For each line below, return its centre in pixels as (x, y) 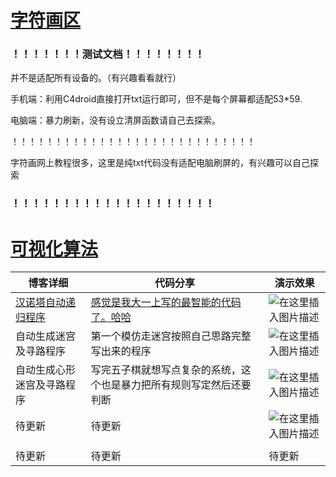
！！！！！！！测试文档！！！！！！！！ (107, 54)
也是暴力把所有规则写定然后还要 (176, 385)
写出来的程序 (121, 351)
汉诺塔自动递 (46, 303)
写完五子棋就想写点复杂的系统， (166, 370)
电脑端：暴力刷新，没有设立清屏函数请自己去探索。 (115, 120)
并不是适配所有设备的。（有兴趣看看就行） (96, 78)
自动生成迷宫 (46, 336)
